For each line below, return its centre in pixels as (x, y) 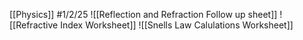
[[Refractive (34, 25)
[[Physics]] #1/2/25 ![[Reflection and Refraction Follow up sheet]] (143, 14)
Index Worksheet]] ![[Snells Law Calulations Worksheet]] (177, 25)
